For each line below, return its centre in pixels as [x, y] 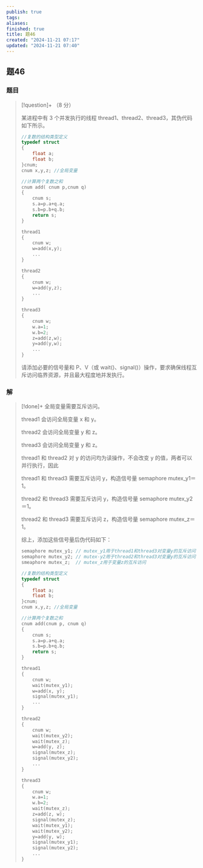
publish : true [24, 12]
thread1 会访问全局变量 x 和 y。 [60, 419]
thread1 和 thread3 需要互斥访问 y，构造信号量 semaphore [94, 479]
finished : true [25, 29]
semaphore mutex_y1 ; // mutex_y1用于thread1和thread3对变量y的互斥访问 [108, 551]
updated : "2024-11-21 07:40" [43, 46]
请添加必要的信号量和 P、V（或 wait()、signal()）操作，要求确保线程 [106, 368]
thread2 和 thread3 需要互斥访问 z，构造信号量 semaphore [94, 519]
